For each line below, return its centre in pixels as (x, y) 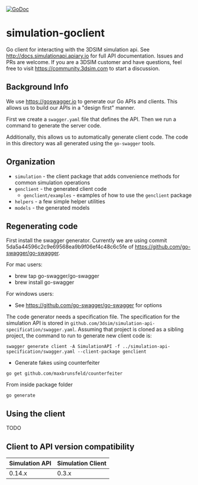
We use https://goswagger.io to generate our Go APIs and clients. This (92, 101)
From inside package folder (39, 385)
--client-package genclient (112, 352)
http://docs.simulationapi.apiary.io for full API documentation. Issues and (95, 56)
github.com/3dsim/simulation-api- (113, 324)
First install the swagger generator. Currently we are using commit (87, 241)
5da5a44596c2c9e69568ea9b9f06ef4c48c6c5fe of (70, 247)
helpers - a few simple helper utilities (60, 201)
